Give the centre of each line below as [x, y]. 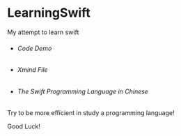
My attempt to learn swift [43, 32]
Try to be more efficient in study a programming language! [91, 113]
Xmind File [32, 70]
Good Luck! [24, 126]
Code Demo [34, 48]
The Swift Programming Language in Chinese [82, 91]
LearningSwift [49, 13]
